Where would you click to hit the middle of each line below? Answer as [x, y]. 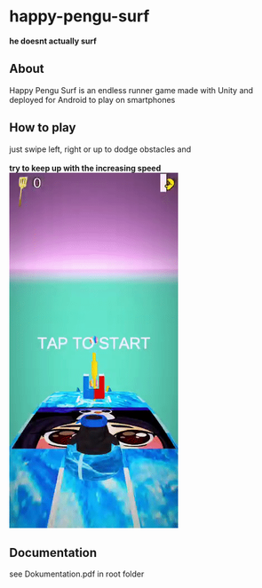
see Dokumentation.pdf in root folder [77, 574]
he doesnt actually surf [53, 41]
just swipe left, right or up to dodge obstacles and [100, 149]
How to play [43, 127]
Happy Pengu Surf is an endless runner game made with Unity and [131, 90]
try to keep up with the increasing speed [85, 168]
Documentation [53, 552]
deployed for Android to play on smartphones [92, 99]
